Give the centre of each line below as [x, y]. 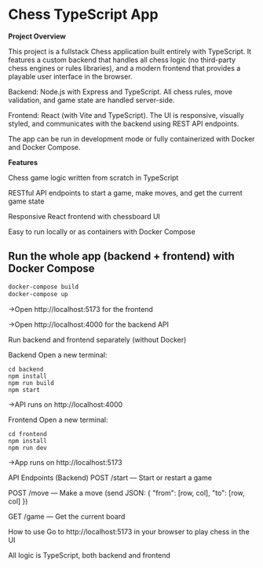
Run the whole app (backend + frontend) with [122, 257]
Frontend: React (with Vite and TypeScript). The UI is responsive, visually [126, 115]
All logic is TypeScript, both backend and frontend [89, 555]
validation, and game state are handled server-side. [91, 100]
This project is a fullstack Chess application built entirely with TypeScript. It [130, 51]
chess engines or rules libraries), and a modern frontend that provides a [124, 68]
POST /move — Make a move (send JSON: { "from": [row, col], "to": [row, [126, 493]
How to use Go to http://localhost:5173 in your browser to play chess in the [129, 531]
